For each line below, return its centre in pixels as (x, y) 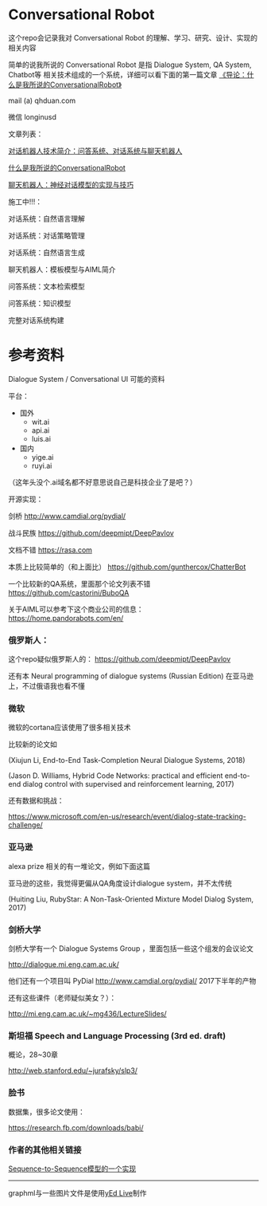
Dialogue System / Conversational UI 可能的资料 (87, 379)
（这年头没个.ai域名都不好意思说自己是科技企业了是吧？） (103, 482)
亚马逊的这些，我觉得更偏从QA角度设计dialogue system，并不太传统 (120, 883)
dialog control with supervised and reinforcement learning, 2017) (128, 784)
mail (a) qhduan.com (42, 100)
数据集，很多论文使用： (46, 1112)
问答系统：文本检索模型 (46, 286)
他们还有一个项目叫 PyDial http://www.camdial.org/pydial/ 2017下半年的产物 (132, 981)
